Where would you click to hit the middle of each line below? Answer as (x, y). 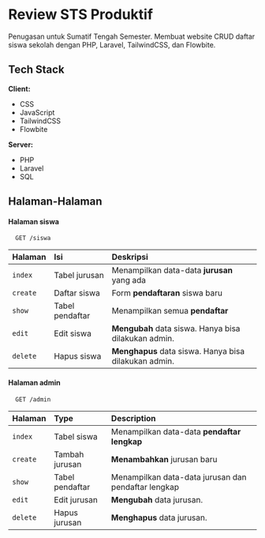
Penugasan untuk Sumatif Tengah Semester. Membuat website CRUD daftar (132, 36)
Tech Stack (36, 70)
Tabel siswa (76, 436)
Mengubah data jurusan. (157, 499)
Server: (21, 145)
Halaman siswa (34, 221)
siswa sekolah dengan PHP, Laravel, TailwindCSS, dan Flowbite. (112, 44)
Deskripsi (130, 257)
